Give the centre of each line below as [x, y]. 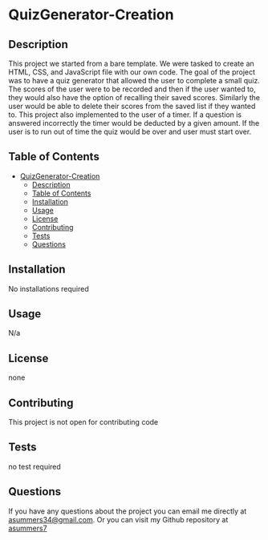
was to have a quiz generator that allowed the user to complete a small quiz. [134, 81]
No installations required [49, 288]
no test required [35, 466]
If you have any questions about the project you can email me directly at [128, 511]
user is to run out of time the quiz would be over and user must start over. [130, 131]
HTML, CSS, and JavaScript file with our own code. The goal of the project [132, 72]
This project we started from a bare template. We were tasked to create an [131, 63]
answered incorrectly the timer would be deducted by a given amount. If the [134, 123]
